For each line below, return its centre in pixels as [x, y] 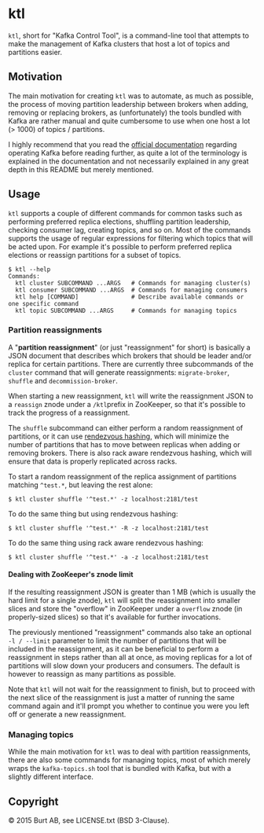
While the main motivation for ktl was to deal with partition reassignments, [129, 752]
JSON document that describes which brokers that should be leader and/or [130, 355]
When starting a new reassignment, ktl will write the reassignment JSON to [131, 396]
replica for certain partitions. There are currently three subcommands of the [131, 364]
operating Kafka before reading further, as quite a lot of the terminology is [128, 152]
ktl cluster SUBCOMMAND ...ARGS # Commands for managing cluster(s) [133, 283]
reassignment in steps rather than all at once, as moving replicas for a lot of [130, 658]
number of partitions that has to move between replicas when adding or [124, 444]
